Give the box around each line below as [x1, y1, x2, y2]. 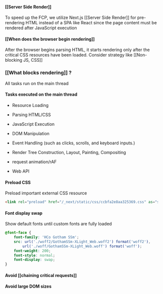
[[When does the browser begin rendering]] [5, 36, 95, 42]
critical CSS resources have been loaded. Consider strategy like [5, 52, 132, 58]
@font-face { [5, 230, 32, 235]
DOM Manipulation [12, 130, 50, 136]
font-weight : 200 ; [14, 248, 51, 253]
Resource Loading [12, 102, 49, 108]
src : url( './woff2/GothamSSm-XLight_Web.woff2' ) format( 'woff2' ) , [14, 239, 151, 244]
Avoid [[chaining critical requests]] [5, 272, 77, 278]
